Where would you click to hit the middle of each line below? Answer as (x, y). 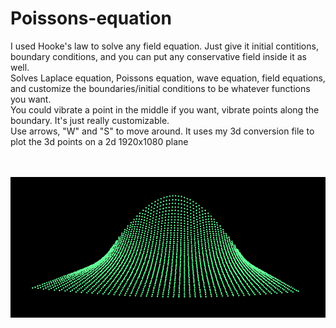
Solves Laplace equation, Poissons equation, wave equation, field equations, (168, 78)
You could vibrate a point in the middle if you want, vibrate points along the (165, 109)
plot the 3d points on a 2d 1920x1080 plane (99, 141)
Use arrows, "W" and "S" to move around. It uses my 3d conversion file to (162, 131)
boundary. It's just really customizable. (90, 120)
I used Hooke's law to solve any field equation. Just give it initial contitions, (164, 46)
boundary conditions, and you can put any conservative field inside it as (158, 56)
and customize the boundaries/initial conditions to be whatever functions (160, 88)
